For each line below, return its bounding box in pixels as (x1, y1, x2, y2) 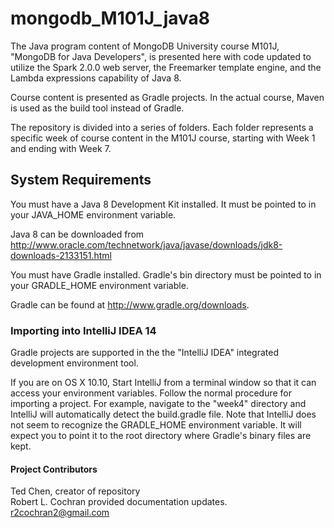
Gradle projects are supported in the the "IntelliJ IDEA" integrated (10, 347, 280, 359)
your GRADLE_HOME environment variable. (10, 279, 189, 291)
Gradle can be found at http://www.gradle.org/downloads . (10, 298, 250, 311)
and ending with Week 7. (10, 142, 112, 154)
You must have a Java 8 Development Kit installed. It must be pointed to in (10, 198, 317, 210)
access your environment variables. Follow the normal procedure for (10, 387, 293, 399)
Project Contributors (10, 463, 98, 475)
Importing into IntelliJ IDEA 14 (10, 323, 157, 337)
